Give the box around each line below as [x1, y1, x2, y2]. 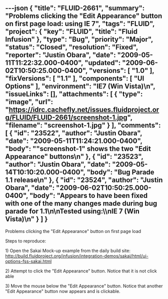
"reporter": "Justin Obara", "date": [5, 51, 116, 59]
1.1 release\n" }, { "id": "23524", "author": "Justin [5, 176, 163, 184]
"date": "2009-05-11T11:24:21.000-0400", [5, 137, 142, 145]
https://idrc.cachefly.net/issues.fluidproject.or [8, 105, 159, 114]
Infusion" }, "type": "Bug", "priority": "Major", [5, 35, 153, 44]
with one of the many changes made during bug [5, 199, 157, 208]
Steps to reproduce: [5, 237, 46, 244]
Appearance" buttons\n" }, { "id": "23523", [5, 152, 143, 161]
